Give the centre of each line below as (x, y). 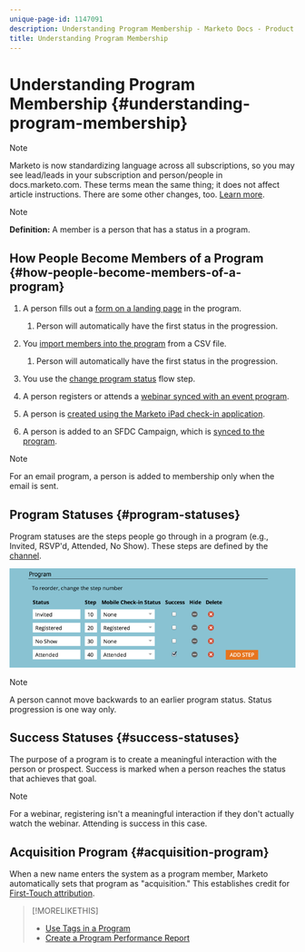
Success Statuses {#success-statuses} (125, 737)
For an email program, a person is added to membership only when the (142, 476)
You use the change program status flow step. (109, 379)
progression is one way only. (63, 709)
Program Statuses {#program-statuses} (125, 514)
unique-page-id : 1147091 (56, 19)
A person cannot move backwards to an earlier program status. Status (141, 700)
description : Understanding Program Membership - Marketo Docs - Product (152, 29)
